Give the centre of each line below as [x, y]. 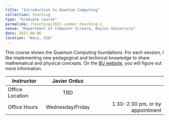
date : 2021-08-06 [23, 33]
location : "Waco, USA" [29, 38]
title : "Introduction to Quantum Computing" [53, 10]
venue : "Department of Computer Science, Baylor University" [71, 29]
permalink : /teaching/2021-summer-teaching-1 [54, 24]
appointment [146, 110]
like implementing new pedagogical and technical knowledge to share [77, 57]
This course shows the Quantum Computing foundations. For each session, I [84, 52]
